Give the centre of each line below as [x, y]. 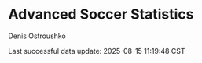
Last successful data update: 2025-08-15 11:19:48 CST [97, 51]
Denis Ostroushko [37, 36]
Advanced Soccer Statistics [101, 14]
